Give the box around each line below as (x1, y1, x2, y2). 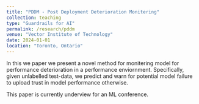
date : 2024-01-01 (6, 37, 51, 43)
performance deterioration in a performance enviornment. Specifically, (6, 66, 184, 73)
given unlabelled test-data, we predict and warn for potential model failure (6, 72, 193, 80)
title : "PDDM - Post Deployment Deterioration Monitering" (6, 9, 160, 15)
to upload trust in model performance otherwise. (6, 78, 128, 86)
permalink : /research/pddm (6, 26, 75, 32)
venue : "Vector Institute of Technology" (6, 32, 114, 38)
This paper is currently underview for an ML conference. (6, 91, 148, 98)
